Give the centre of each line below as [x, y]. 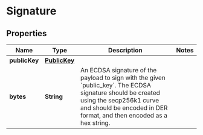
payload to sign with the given [123, 78]
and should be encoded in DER [124, 108]
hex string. [95, 123]
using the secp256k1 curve [120, 100]
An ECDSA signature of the [119, 70]
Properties [27, 33]
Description [125, 50]
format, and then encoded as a [124, 115]
